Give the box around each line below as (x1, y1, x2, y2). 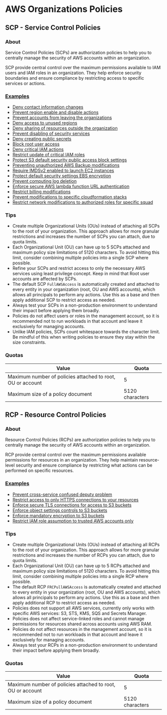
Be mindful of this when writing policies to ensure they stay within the (12, 334, 155, 340)
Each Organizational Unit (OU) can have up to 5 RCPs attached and (12, 563, 150, 569)
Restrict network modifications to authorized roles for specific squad (12, 199, 153, 205)
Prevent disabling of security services (12, 130, 90, 136)
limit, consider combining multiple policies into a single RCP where (12, 574, 149, 580)
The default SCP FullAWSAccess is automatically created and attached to (12, 281, 160, 287)
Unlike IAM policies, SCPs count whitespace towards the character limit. (12, 329, 161, 335)
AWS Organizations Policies (5, 3, 123, 15)
